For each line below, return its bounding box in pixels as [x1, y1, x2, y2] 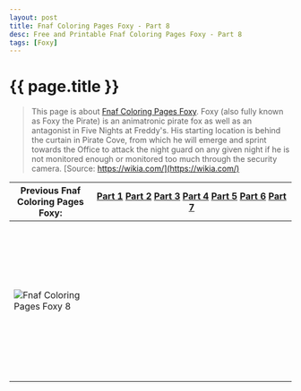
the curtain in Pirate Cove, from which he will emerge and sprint [30, 135, 267, 146]
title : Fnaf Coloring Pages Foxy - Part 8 [9, 21, 170, 30]
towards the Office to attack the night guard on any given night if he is [30, 144, 290, 155]
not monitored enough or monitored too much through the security [30, 154, 278, 165]
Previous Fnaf [20, 184, 82, 197]
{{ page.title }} [9, 77, 120, 97]
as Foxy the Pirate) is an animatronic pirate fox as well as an [30, 115, 253, 126]
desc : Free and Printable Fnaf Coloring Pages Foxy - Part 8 [9, 30, 243, 38]
